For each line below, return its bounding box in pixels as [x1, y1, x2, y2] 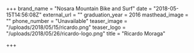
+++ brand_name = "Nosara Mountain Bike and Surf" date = [6, 5, 152, 12]
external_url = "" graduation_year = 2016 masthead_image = [42, 11, 189, 18]
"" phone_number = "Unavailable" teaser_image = [6, 18, 128, 24]
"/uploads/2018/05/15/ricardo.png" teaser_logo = [6, 24, 126, 31]
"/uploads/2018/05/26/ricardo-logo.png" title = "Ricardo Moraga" [6, 30, 166, 37]
